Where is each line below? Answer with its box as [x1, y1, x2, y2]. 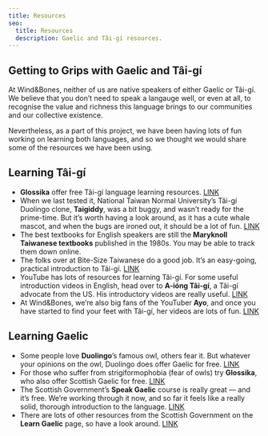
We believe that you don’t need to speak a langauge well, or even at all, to [8, 94, 251, 103]
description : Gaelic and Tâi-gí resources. [15, 34, 162, 42]
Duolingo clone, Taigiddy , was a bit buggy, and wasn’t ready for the [19, 204, 244, 214]
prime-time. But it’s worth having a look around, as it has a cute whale [19, 213, 250, 222]
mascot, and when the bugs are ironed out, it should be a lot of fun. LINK [19, 221, 260, 230]
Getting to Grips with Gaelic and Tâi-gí [8, 63, 202, 77]
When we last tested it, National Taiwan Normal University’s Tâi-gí [19, 195, 238, 205]
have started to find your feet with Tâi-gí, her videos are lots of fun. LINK [19, 306, 260, 316]
